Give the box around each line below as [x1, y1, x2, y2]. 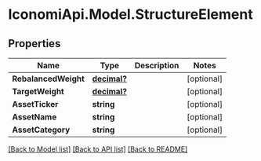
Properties [8, 37, 61, 50]
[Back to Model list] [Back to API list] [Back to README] [8, 145, 188, 154]
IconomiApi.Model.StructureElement [8, 5, 253, 24]
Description [134, 60, 179, 71]
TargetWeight [12, 86, 64, 97]
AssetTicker [12, 99, 59, 109]
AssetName [12, 112, 57, 123]
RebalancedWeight [12, 73, 85, 84]
